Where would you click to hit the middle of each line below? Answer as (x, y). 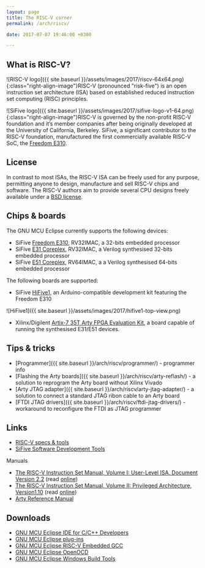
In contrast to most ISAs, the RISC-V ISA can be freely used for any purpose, (103, 177)
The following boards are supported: (52, 280)
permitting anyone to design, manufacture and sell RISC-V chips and (93, 184)
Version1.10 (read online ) (46, 492)
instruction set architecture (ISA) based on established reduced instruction (100, 92)
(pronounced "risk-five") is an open (142, 86)
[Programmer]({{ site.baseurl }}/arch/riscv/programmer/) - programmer (105, 363)
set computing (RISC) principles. (47, 99)
